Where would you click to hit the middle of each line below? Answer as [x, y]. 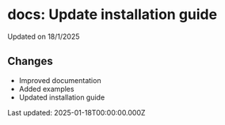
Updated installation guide [62, 97]
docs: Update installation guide [113, 15]
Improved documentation [60, 80]
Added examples [46, 89]
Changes [30, 61]
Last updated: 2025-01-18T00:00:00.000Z [76, 112]
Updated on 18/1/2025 [44, 36]
